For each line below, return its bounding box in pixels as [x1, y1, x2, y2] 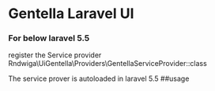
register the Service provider [8, 50, 102, 60]
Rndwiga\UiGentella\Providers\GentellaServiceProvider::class [8, 59, 207, 68]
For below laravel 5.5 [8, 33, 90, 44]
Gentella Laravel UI [8, 5, 134, 23]
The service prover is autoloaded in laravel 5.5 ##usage [8, 74, 190, 83]
